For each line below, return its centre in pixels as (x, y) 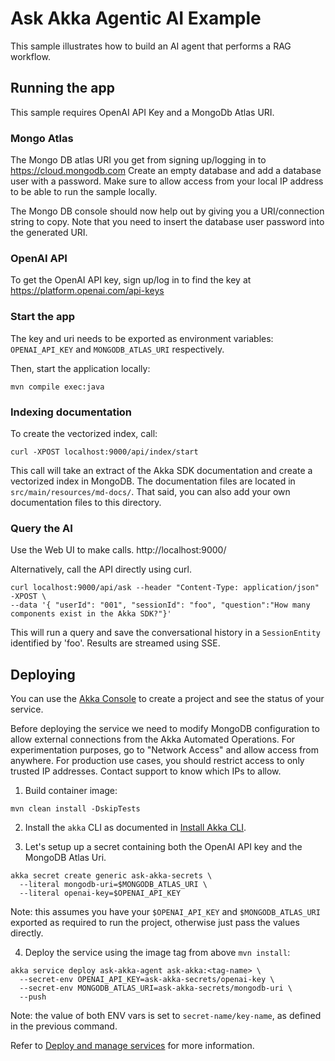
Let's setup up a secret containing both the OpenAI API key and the (163, 847)
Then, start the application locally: (80, 368)
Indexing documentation (71, 412)
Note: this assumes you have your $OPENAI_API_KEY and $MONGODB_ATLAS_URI (165, 912)
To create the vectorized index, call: (84, 433)
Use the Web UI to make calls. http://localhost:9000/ (118, 550)
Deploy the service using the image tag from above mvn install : (157, 953)
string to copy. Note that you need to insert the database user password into (167, 222)
